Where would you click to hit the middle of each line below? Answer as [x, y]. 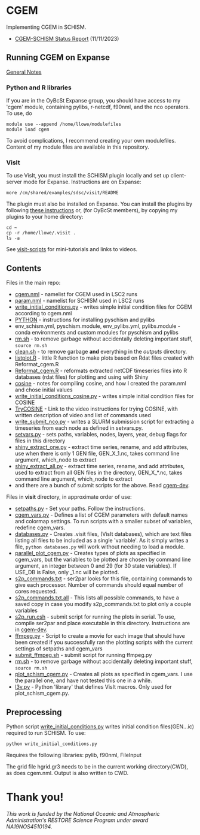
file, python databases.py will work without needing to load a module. [100, 547]
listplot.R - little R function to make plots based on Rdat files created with [104, 358]
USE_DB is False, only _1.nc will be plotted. [67, 572]
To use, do [19, 113]
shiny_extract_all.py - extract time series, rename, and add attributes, [100, 466]
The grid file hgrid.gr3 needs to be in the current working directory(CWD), [97, 766]
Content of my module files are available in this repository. [78, 147]
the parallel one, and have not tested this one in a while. [83, 680]
